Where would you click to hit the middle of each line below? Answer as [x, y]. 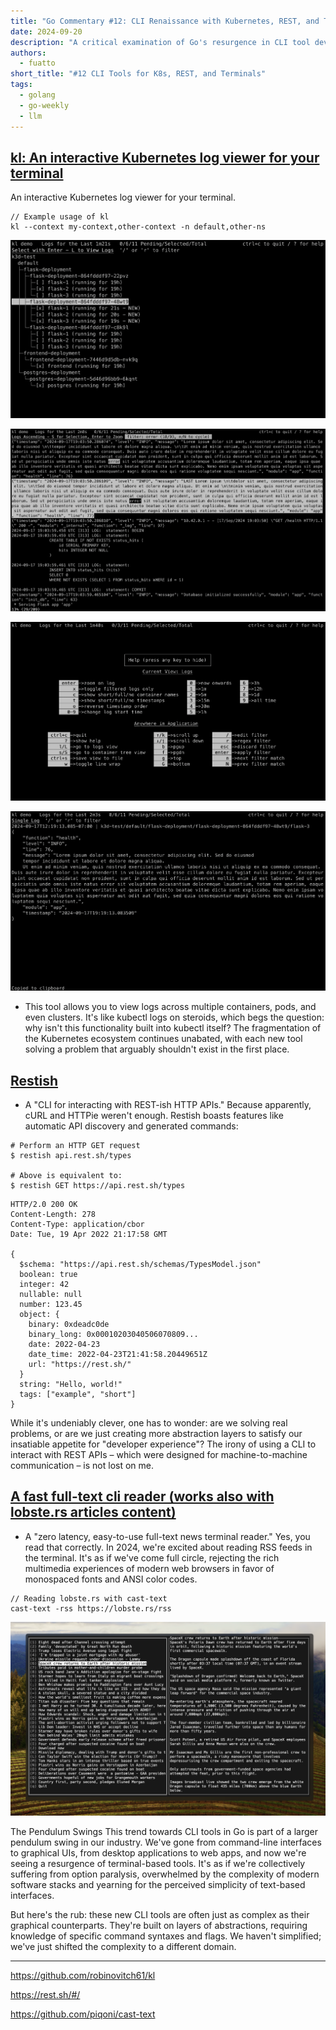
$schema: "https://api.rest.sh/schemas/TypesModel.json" [140, 1264]
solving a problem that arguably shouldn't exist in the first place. [157, 1049]
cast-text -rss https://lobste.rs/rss [91, 1608]
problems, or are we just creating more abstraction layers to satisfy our [156, 1433]
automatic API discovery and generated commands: [131, 1126]
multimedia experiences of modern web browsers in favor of [149, 1568]
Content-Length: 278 [53, 1214]
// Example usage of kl [60, 217]
